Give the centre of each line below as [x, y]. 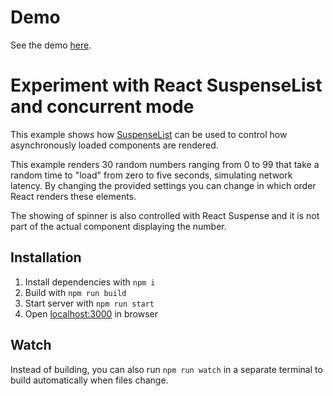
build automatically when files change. [89, 380]
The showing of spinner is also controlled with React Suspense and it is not [165, 215]
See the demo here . [51, 45]
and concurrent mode [102, 107]
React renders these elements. [73, 196]
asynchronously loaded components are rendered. [114, 145]
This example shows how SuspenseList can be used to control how [149, 134]
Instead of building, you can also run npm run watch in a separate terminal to [166, 369]
